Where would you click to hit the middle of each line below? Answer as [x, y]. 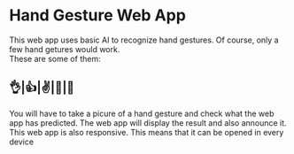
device [21, 142]
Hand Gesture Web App [97, 15]
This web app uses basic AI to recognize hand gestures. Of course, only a [144, 40]
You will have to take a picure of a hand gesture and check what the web [142, 113]
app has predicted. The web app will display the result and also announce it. [148, 123]
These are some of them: [55, 58]
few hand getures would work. [65, 49]
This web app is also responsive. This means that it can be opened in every [147, 132]
